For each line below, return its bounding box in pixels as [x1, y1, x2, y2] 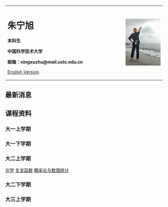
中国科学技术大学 [7, 48, 42, 54]
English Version [7, 69, 39, 75]
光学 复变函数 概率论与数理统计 [5, 167, 69, 173]
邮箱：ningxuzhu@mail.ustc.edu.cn [7, 59, 83, 65]
